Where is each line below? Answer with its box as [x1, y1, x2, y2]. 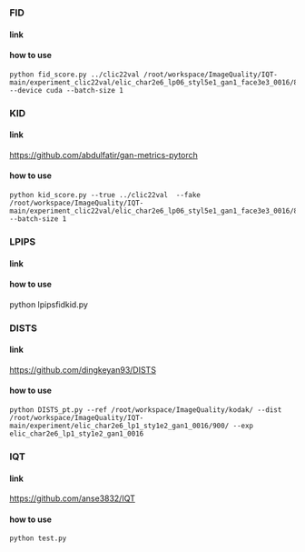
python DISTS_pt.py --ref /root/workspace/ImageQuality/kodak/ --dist [9, 406, 282, 415]
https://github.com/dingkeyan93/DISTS [9, 364, 157, 375]
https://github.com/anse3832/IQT [9, 493, 136, 504]
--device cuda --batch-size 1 [9, 85, 124, 95]
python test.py [9, 534, 67, 543]
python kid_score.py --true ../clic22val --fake [9, 191, 202, 200]
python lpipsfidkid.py [9, 298, 89, 310]
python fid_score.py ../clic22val [9, 70, 141, 79]
